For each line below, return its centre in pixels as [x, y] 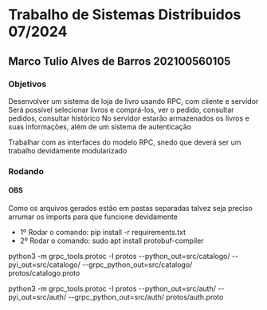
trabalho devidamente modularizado [68, 150]
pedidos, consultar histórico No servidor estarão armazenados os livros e [129, 118]
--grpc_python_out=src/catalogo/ [137, 264]
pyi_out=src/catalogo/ [45, 264]
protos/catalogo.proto [44, 273]
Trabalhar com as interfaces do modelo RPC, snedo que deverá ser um [125, 142]
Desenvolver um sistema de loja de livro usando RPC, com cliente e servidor [133, 101]
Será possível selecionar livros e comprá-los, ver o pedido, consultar [121, 109]
